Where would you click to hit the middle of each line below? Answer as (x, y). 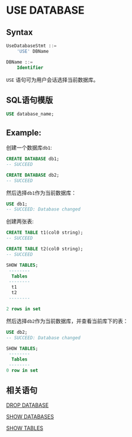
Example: (24, 133)
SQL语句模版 (30, 100)
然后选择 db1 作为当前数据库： (41, 193)
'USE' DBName (33, 51)
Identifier (30, 68)
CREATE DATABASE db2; (33, 175)
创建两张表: (20, 221)
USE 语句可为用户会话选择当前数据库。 (52, 79)
